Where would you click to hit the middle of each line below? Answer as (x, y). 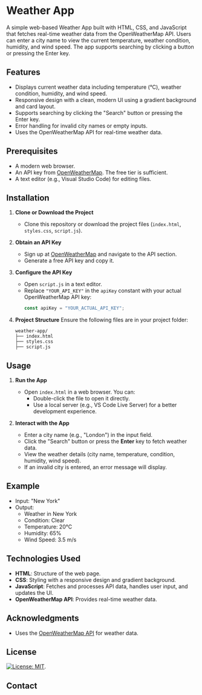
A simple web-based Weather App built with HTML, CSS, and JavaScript (96, 27)
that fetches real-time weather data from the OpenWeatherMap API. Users (99, 33)
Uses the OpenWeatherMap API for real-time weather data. (89, 132)
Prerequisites (32, 152)
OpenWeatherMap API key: (58, 297)
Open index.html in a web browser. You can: (80, 392)
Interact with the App (42, 423)
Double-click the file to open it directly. (81, 399)
